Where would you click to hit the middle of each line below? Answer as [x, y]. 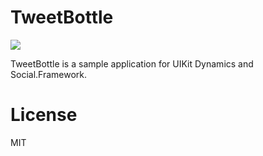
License [44, 115]
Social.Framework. [49, 74]
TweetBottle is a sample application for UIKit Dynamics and [132, 63]
